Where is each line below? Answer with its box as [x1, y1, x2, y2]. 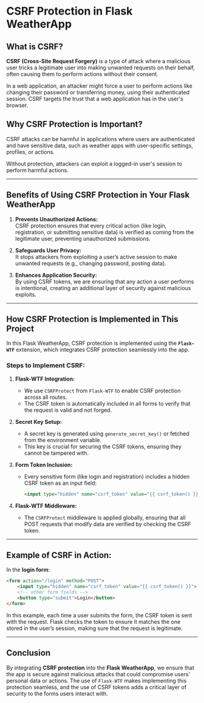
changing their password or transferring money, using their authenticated [6, 89, 190, 95]
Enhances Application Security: [15, 271, 97, 279]
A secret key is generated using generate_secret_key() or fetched [24, 430, 189, 437]
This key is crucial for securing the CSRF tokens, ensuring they [24, 443, 182, 450]
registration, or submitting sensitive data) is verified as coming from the [15, 228, 194, 235]
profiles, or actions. [6, 148, 55, 156]
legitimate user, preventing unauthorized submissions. [15, 235, 151, 242]
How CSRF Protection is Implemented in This [6, 314, 178, 325]
